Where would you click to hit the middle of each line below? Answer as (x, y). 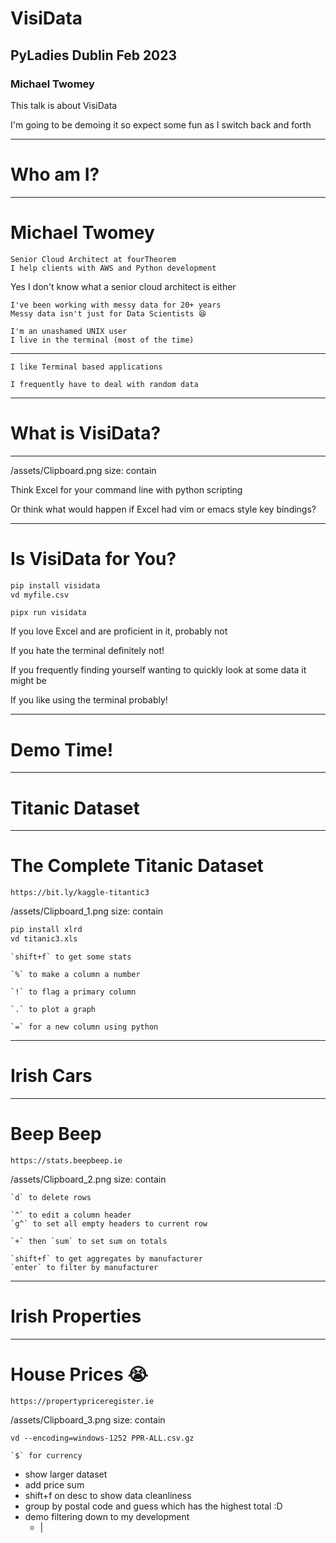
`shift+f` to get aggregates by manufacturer (106, 1258)
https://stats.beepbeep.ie (66, 1160)
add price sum (54, 1484)
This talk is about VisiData (64, 105)
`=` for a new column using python (84, 1027)
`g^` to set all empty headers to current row (109, 1223)
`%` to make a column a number (75, 974)
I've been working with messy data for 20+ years (116, 305)
